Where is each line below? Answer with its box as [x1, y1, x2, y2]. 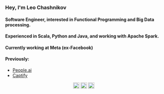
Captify [12, 72, 28, 78]
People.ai [12, 67, 32, 73]
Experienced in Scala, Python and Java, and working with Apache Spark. [5, 33, 160, 39]
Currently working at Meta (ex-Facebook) [5, 44, 93, 50]
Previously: [5, 56, 29, 62]
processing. [5, 21, 31, 27]
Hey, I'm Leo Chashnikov [5, 4, 66, 11]
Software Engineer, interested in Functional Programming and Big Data [5, 16, 155, 22]
